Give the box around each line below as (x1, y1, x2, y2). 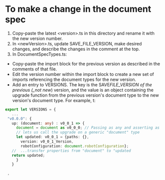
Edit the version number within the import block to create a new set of (12, 71, 154, 77)
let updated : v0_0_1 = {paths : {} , (16, 135, 90, 140)
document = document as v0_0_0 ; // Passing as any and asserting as (16, 125, 160, 130)
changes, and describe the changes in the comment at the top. (12, 46, 140, 52)
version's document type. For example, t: (12, 97, 96, 103)
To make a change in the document (5, 3, 151, 15)
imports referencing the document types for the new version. (12, 76, 136, 82)
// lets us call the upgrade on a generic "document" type (16, 130, 140, 135)
